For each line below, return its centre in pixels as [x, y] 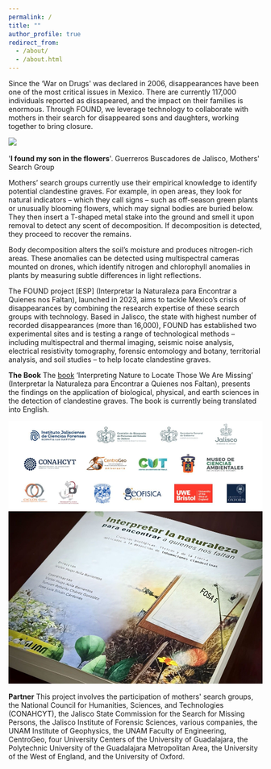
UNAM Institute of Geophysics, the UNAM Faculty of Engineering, [118, 730]
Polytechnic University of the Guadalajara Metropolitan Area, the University [133, 748]
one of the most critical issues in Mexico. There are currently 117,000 [122, 92]
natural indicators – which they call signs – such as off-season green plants [133, 200]
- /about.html [39, 60]
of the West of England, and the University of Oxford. [97, 756]
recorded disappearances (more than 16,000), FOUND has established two [132, 325]
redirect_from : [34, 43]
